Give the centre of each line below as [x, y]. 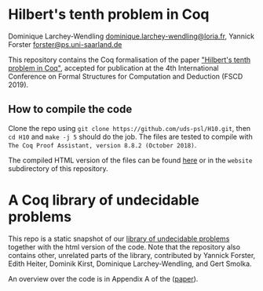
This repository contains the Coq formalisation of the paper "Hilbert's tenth [130, 60]
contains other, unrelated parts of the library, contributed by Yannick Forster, [132, 255]
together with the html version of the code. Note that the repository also [124, 247]
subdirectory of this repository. [58, 168]
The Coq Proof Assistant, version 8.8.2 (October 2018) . [102, 145]
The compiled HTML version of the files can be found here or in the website [130, 160]
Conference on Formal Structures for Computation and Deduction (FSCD [126, 76]
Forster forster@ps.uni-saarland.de [65, 44]
